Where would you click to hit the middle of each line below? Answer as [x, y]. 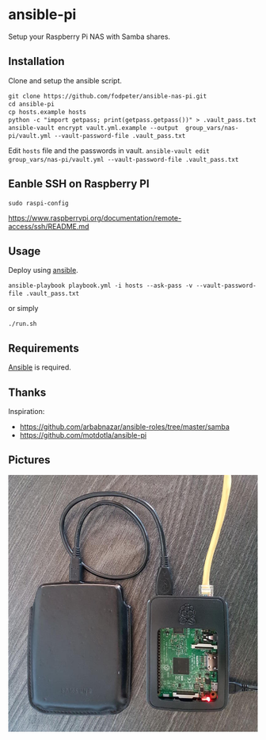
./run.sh [23, 324]
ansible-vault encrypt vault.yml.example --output [93, 128]
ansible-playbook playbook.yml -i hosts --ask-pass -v [101, 286]
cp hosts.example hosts [47, 112]
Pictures [29, 460]
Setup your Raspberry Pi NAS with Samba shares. [89, 36]
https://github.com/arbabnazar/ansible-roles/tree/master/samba [124, 427]
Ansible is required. [40, 367]
